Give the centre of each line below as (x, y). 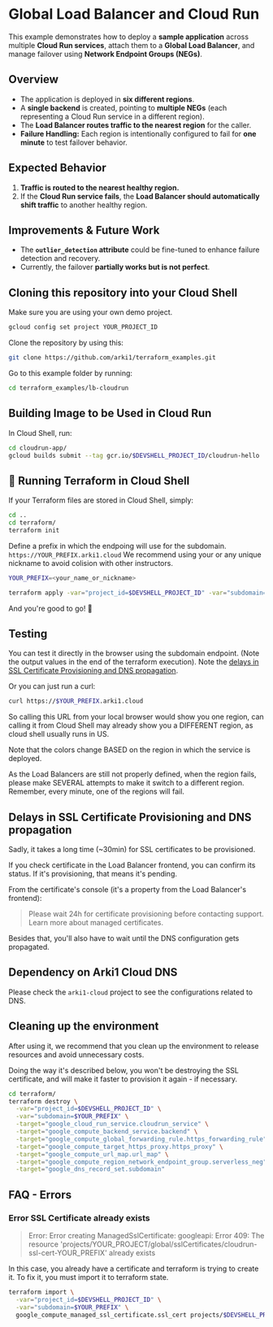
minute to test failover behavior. (74, 142)
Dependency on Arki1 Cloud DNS (93, 972)
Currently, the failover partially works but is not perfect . (115, 267)
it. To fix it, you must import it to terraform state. (89, 1277)
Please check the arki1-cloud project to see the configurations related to (131, 992)
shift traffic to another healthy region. (84, 205)
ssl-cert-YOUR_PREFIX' (67, 1253)
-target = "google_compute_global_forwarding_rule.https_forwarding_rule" (141, 1139)
